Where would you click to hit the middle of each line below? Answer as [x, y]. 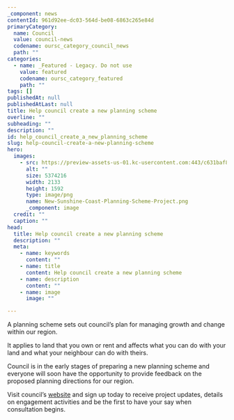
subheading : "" [29, 124]
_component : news [32, 14]
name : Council [34, 33]
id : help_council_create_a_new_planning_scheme [78, 137]
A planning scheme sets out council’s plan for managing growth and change [116, 325]
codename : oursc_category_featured [71, 78]
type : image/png [49, 195]
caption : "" [31, 221]
